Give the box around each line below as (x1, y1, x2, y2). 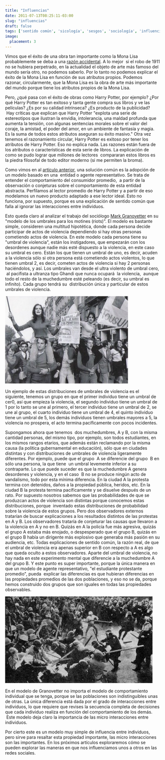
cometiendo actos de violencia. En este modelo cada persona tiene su (5, 234, 147, 240)
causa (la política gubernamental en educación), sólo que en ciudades (5, 445, 147, 451)
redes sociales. (5, 750, 36, 756)
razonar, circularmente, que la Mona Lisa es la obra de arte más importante (5, 79, 157, 85)
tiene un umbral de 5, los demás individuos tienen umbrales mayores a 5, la (5, 414, 158, 420)
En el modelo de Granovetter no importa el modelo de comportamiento (5, 688, 148, 694)
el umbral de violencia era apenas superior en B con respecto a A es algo (5, 544, 153, 550)
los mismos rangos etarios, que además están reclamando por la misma (5, 439, 151, 446)
